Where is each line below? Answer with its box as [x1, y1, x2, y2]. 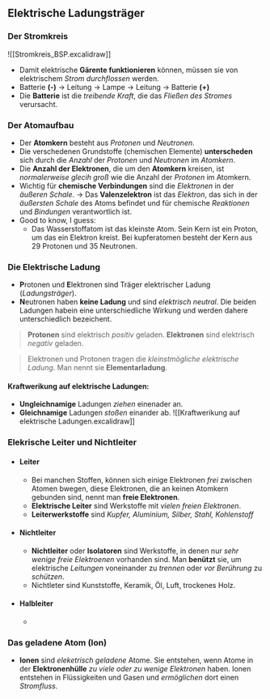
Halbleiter [19, 599, 53, 608]
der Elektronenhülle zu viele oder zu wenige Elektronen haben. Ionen [19, 664, 251, 674]
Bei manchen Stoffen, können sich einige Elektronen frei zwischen [31, 475, 252, 484]
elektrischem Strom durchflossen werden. [19, 73, 159, 83]
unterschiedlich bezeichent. [19, 314, 112, 324]
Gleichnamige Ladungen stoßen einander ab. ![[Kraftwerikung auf [19, 408, 240, 418]
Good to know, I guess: [19, 215, 96, 225]
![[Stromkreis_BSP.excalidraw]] [7, 49, 111, 59]
